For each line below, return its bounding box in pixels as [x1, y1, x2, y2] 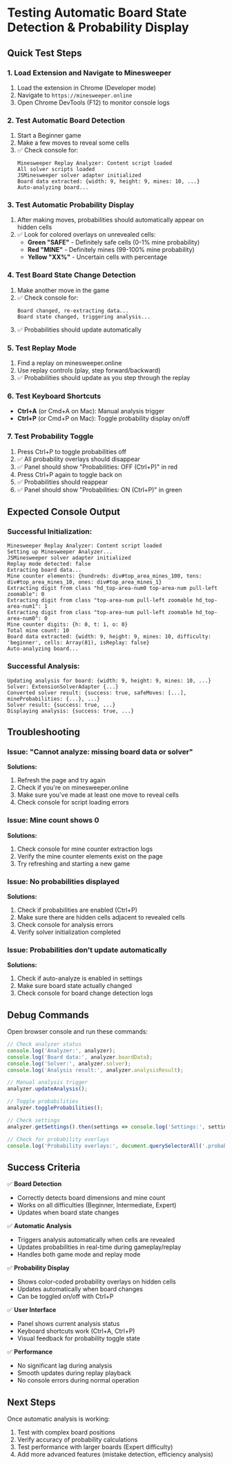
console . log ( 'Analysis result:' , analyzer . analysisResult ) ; [7, 1066, 184, 1074]
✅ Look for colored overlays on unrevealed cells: [17, 231, 157, 239]
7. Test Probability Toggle [7, 431, 94, 441]
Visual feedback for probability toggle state [17, 1334, 140, 1342]
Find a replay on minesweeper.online [17, 359, 122, 368]
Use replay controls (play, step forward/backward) [17, 366, 161, 375]
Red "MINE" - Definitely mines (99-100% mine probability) [27, 246, 195, 254]
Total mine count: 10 [7, 627, 70, 634]
